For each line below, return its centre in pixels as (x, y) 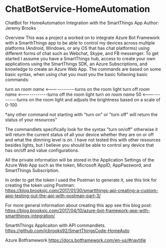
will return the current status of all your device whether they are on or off (80, 134)
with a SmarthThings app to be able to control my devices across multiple (80, 42)
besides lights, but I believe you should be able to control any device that (80, 145)
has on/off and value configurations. (42, 150)
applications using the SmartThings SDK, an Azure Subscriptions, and (76, 64)
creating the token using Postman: (40, 185)
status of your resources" (31, 120)
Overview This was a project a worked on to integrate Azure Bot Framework (83, 38)
